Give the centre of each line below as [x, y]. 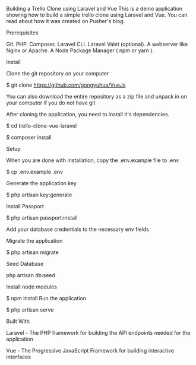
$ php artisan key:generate [39, 195]
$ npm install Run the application [46, 298]
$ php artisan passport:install [42, 218]
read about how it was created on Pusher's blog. [66, 21]
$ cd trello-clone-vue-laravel [42, 126]
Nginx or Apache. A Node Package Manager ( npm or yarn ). [80, 50]
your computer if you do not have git [51, 103]
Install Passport [25, 206]
